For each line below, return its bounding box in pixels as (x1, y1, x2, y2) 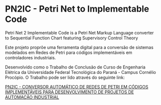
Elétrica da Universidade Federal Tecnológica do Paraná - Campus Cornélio (5, 69, 156, 75)
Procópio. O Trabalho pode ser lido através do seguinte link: (5, 74, 125, 80)
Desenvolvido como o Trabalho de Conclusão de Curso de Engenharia (5, 64, 145, 70)
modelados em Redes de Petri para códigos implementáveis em (5, 50, 132, 55)
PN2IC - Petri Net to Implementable (5, 3, 149, 15)
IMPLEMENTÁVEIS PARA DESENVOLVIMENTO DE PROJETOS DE (5, 89, 134, 95)
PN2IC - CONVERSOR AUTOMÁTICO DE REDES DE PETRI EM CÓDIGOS (5, 84, 149, 89)
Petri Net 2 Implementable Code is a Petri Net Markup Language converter (5, 30, 154, 35)
